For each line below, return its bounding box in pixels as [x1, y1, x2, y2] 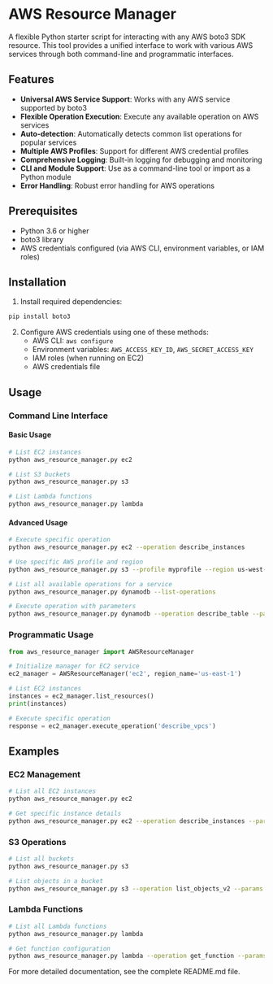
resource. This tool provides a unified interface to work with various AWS [8, 40, 253, 50]
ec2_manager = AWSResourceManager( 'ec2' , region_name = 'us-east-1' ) [8, 670, 242, 678]
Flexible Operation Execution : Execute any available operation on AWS [19, 111, 259, 121]
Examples [8, 744, 59, 758]
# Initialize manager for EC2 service [8, 662, 140, 671]
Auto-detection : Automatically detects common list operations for [19, 128, 242, 138]
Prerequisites [8, 204, 78, 218]
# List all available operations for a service [8, 580, 173, 588]
